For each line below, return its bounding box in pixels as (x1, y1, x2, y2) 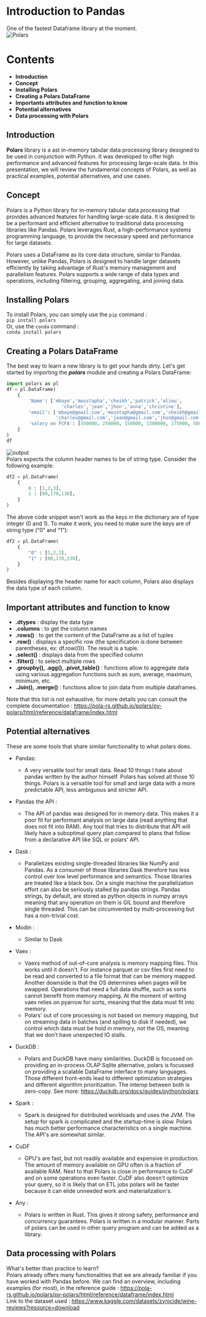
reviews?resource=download (6, 1303, 80, 1311)
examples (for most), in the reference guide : (6, 1284, 120, 1291)
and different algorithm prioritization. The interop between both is (24, 1081, 190, 1088)
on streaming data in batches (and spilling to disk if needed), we (24, 1018, 187, 1025)
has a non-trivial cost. (24, 911, 80, 919)
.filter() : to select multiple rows (15, 658, 96, 665)
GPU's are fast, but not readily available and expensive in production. (24, 1154, 199, 1162)
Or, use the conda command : (6, 323, 80, 330)
